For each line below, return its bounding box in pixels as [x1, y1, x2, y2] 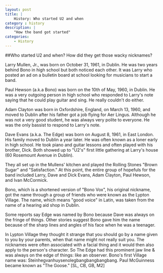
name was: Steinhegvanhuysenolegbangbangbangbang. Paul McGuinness [5, 257, 155, 263]
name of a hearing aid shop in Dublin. [5, 202, 80, 208]
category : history [5, 20, 45, 26]
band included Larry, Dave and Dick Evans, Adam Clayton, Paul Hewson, [5, 172, 151, 178]
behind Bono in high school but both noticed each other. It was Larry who [5, 67, 152, 73]
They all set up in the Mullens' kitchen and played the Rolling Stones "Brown [5, 161, 158, 167]
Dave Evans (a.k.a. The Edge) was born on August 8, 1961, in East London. [5, 131, 154, 137]
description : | [5, 25, 36, 30]
